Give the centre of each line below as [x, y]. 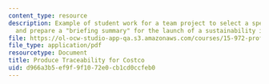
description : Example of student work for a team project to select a [128, 23]
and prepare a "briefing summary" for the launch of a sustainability [136, 30]
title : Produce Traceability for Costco [77, 61]
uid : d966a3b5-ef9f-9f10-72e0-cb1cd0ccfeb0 [82, 68]
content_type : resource [48, 16]
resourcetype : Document [48, 53]
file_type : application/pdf [55, 46]
